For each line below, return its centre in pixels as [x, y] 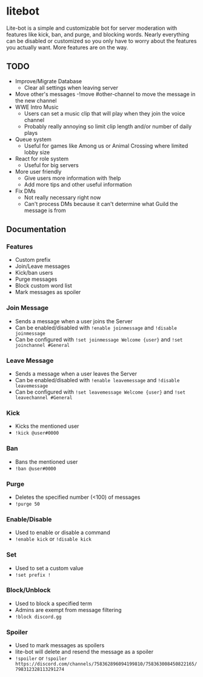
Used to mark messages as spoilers [60, 645]
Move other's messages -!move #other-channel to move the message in [105, 94]
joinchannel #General [42, 345]
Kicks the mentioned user [47, 426]
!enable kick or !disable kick [53, 539]
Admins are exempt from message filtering [68, 610]
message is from [45, 210]
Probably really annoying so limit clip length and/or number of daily [108, 126]
